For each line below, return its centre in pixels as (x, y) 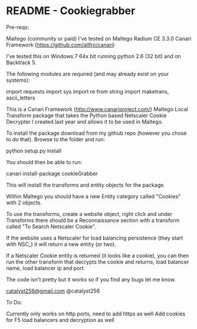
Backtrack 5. (21, 62)
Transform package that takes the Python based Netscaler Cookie (86, 115)
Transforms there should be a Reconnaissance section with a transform (93, 220)
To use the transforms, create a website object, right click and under (89, 214)
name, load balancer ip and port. (46, 268)
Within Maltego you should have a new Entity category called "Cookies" (93, 196)
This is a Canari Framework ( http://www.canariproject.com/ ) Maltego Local (97, 109)
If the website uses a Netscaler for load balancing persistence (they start (95, 238)
